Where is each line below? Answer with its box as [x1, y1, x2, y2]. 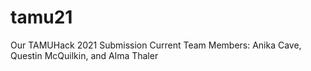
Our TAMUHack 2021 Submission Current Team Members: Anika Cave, [10, 39, 302, 51]
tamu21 [10, 6, 73, 29]
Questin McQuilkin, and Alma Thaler [10, 49, 159, 61]
